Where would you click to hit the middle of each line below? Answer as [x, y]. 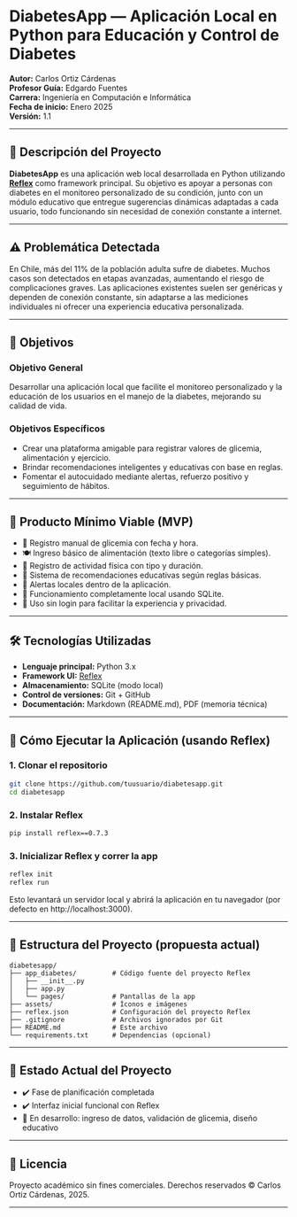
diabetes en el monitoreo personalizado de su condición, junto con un [136, 192]
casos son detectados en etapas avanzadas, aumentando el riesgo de [137, 278]
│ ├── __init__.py [47, 981]
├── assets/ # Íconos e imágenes [99, 1004]
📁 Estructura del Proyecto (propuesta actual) [135, 945]
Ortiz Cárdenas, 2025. [49, 1195]
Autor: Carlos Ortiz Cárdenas [63, 78]
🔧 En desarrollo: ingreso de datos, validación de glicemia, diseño [140, 1119]
